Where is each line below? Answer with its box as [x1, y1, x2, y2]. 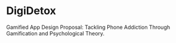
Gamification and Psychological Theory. [6, 29, 105, 37]
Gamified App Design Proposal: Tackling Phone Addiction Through [6, 24, 171, 31]
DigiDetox [6, 4, 56, 18]
